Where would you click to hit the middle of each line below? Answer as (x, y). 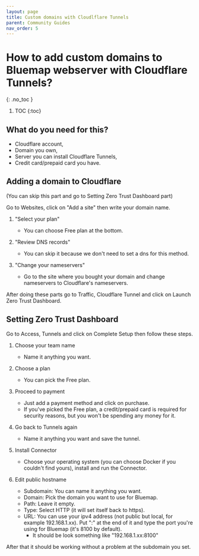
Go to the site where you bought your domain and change (94, 277)
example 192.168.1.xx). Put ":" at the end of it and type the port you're (108, 522)
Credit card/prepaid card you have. (58, 163)
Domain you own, (36, 150)
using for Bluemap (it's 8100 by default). (73, 529)
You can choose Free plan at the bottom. (73, 230)
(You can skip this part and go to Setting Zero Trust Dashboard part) (90, 196)
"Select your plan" (37, 219)
